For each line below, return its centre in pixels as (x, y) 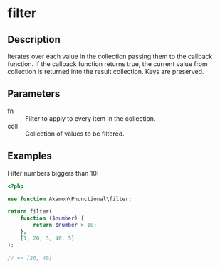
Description (34, 39)
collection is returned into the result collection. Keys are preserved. (106, 71)
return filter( (30, 212)
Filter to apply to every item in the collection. (90, 118)
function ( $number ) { (52, 218)
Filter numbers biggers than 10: (53, 173)
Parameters (34, 94)
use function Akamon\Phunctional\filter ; (70, 199)
